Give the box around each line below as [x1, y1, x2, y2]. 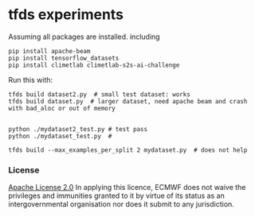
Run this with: [8, 75, 53, 84]
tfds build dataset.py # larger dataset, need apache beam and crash [8, 97, 248, 105]
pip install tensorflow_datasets [8, 54, 120, 62]
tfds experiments [8, 6, 124, 24]
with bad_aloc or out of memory [8, 104, 116, 112]
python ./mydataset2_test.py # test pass [8, 125, 148, 133]
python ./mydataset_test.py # [8, 132, 112, 140]
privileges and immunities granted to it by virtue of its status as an [8, 191, 225, 200]
